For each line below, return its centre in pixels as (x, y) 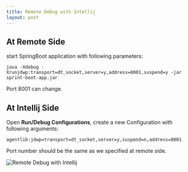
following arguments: (33, 129)
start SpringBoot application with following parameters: (75, 56)
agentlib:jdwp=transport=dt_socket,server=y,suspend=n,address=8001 (94, 140)
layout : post (23, 17)
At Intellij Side (33, 108)
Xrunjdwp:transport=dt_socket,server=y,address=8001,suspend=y (87, 73)
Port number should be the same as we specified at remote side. (86, 151)
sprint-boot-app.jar (32, 78)
